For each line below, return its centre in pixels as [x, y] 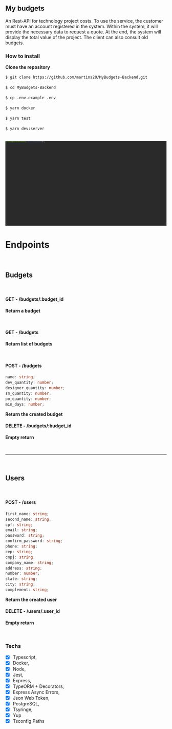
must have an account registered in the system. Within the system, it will [82, 26]
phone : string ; [21, 546]
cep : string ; [19, 552]
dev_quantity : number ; [29, 382]
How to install [23, 56]
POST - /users [21, 502]
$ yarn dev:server [25, 129]
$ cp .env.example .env [31, 98]
